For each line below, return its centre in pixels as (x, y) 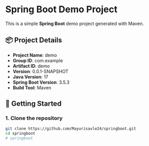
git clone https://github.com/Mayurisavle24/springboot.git (71, 129)
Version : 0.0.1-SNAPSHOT (40, 71)
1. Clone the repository (34, 118)
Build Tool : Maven (32, 87)
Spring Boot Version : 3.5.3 (41, 82)
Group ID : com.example (38, 60)
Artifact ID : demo (31, 66)
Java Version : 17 (30, 77)
